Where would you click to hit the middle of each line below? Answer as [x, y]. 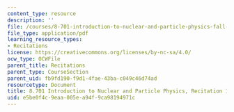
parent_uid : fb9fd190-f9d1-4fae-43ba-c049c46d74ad [82, 78]
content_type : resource [42, 14]
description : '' [31, 20]
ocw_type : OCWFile [34, 59]
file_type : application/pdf [48, 33]
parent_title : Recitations [46, 65]
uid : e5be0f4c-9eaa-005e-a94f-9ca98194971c [71, 98]
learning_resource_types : [45, 40]
